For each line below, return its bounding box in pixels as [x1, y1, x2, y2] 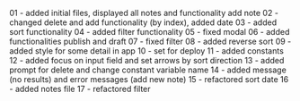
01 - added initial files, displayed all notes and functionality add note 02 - [9, 8, 278, 18]
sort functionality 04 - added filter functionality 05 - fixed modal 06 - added [9, 27, 290, 37]
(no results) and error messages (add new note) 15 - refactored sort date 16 [9, 74, 289, 84]
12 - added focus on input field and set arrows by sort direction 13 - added [9, 55, 285, 65]
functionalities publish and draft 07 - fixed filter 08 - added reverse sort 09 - [9, 36, 292, 46]
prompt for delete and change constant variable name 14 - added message [9, 64, 287, 75]
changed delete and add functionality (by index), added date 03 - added [9, 17, 277, 28]
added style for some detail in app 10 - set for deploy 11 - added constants [9, 46, 285, 56]
